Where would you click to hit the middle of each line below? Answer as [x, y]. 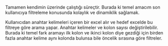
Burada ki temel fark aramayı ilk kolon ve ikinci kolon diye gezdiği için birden [84, 33]
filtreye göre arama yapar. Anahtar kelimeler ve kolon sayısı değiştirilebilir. [82, 27]
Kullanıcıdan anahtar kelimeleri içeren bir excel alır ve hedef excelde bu [79, 22]
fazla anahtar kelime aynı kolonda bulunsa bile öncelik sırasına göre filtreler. [84, 38]
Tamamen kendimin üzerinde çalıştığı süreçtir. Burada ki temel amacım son [83, 7]
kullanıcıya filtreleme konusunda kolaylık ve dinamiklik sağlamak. [72, 12]
